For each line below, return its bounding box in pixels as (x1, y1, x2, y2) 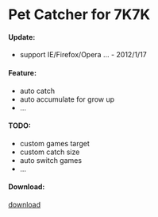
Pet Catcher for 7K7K (8, 6, 151, 24)
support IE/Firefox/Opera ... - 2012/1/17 (19, 50, 147, 60)
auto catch (19, 86, 56, 95)
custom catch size (19, 147, 80, 157)
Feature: (8, 68, 37, 77)
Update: (8, 32, 36, 41)
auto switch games (19, 155, 82, 165)
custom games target (19, 138, 90, 148)
